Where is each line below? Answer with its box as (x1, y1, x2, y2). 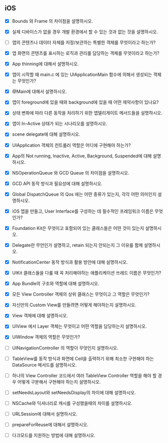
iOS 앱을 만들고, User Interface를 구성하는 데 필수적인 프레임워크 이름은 (12, 208, 154, 214)
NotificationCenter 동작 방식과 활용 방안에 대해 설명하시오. (12, 259, 128, 265)
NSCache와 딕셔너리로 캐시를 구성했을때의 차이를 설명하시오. (12, 400, 133, 406)
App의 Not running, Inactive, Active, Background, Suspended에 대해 (12, 153, 152, 159)
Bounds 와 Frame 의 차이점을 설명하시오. (12, 18, 94, 24)
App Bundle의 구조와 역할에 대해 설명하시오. (12, 281, 100, 287)
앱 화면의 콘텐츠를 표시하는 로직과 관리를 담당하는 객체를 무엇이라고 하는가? (12, 50, 159, 56)
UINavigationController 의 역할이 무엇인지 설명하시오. (12, 344, 119, 351)
